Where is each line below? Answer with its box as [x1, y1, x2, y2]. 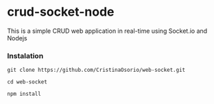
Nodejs [7, 34, 27, 42]
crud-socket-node [7, 4, 115, 20]
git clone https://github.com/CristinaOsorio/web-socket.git [7, 66, 186, 74]
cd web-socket [7, 79, 48, 86]
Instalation [7, 51, 44, 60]
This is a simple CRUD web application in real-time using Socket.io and [7, 27, 208, 35]
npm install [7, 90, 41, 98]
